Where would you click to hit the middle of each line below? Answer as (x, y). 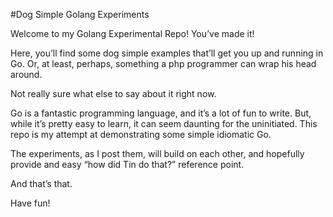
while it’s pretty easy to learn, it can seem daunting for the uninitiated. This (164, 123)
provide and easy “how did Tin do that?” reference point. (127, 164)
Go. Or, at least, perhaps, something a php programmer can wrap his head (163, 63)
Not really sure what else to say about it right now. (113, 93)
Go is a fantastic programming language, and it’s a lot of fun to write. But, (161, 113)
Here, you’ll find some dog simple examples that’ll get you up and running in (167, 53)
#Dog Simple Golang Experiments (80, 14)
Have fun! (30, 203)
